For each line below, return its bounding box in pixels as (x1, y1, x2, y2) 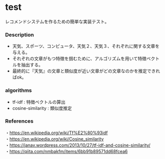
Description (5, 31, 34, 38)
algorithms (5, 87, 32, 94)
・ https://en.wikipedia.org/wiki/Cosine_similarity (5, 136, 104, 142)
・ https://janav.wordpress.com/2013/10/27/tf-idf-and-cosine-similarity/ (5, 142, 151, 148)
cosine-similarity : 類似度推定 (12, 105, 72, 111)
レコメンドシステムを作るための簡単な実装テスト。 (5, 18, 110, 24)
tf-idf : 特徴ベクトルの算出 (12, 99, 66, 105)
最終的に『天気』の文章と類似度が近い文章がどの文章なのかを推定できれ (12, 68, 160, 74)
